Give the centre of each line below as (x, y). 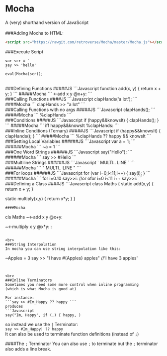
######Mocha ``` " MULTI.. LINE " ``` (43, 168)
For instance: (20, 297)
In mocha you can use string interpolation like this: (63, 249)
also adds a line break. (28, 349)
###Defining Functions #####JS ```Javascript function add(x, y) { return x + (83, 88)
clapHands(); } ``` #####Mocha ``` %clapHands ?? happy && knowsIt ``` (78, 136)
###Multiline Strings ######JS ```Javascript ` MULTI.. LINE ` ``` (70, 162)
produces (14, 306)
